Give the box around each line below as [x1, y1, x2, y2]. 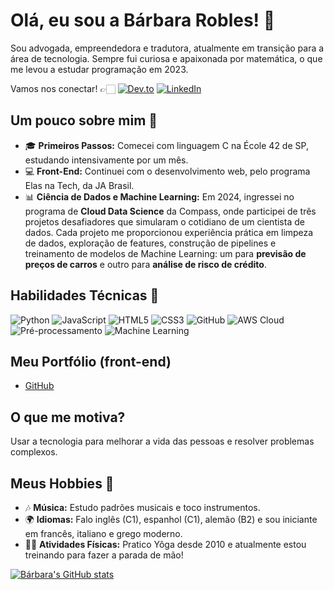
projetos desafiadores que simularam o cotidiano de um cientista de [24, 215, 305, 228]
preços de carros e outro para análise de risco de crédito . [24, 258, 267, 270]
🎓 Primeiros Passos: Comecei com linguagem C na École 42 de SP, [24, 139, 309, 151]
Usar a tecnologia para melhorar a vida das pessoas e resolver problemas [10, 435, 315, 448]
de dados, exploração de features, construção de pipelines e [24, 237, 277, 249]
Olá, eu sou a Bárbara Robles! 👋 [10, 9, 276, 32]
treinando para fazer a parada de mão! [24, 549, 184, 561]
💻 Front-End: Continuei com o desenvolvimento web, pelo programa [24, 165, 311, 177]
